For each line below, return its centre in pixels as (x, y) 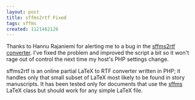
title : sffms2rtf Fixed (37, 18)
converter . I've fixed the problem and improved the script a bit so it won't (98, 53)
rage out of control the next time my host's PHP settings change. (88, 59)
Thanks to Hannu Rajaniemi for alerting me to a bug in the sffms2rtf (91, 46)
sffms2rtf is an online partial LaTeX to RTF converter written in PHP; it (94, 71)
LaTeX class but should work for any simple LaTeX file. (75, 91)
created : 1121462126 (33, 29)
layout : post (23, 12)
